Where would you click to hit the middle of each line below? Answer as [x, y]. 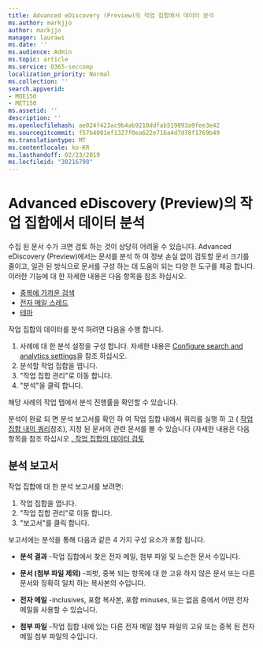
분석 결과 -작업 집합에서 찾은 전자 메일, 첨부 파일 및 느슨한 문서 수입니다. [130, 556]
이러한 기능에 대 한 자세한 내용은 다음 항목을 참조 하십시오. [97, 276]
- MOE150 [22, 96]
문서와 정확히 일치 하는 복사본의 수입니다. [83, 583]
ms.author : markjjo [40, 23]
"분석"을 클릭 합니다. [51, 385]
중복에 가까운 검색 [47, 293]
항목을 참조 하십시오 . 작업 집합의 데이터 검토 [76, 439]
